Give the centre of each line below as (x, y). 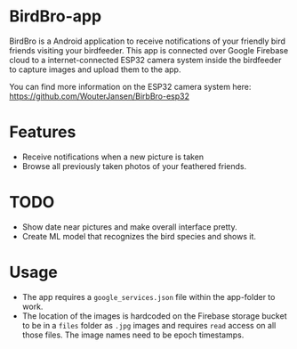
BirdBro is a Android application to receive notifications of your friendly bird (148, 41)
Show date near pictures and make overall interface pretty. (129, 227)
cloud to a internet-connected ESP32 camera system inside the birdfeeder (145, 60)
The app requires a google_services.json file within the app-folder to (148, 296)
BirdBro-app (56, 16)
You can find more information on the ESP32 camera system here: (130, 86)
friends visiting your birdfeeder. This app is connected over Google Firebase (149, 50)
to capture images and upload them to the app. (95, 69)
